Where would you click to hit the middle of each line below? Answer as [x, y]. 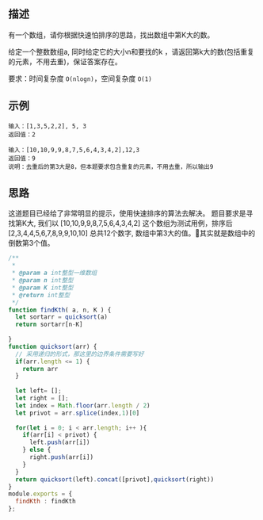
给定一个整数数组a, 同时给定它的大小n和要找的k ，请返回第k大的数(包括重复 [131, 52]
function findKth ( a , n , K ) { [60, 310]
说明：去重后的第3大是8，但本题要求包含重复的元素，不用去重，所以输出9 [111, 166]
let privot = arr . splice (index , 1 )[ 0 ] [78, 413]
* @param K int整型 [42, 288]
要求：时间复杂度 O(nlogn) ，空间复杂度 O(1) [80, 78]
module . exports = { [40, 494]
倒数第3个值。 [31, 243]
